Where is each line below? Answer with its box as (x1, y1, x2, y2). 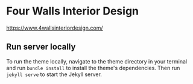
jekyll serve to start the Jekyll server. (6, 71, 103, 78)
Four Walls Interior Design (6, 4, 139, 18)
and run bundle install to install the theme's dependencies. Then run (6, 64, 180, 71)
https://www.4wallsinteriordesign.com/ (6, 24, 104, 31)
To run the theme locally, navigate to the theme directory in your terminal (6, 57, 188, 65)
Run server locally (6, 42, 76, 52)
